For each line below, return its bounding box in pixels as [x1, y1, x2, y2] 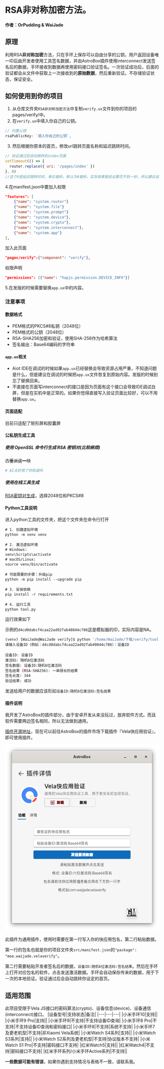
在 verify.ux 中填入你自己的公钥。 [12, 118, 80, 124]
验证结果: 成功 [5, 678, 32, 683]
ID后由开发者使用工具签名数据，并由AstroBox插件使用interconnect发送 [9, 57, 151, 64]
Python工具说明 [5, 505, 38, 511]
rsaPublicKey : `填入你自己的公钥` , [5, 133, 72, 139]
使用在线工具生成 [5, 479, 40, 485]
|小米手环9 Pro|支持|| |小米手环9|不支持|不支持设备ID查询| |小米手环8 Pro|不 [5, 1017, 157, 1023]
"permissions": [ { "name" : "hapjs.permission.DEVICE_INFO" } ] [5, 275, 130, 280]
